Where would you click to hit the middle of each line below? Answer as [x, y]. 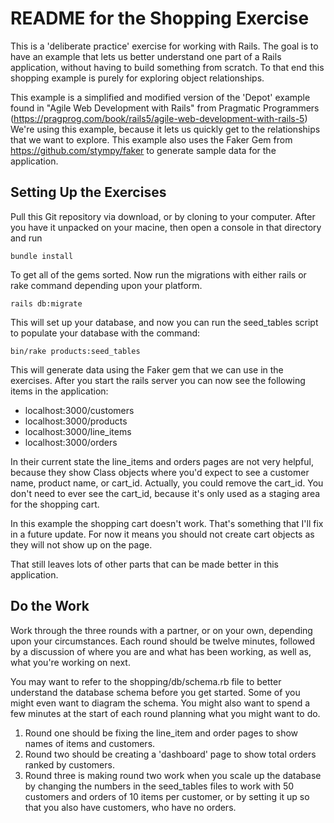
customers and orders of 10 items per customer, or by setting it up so [167, 796]
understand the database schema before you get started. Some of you [155, 692]
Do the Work [50, 606]
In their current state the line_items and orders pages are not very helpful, [162, 461]
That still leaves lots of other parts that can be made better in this [145, 564]
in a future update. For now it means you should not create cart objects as [162, 534]
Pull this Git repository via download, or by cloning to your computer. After [163, 216]
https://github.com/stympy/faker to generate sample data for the [143, 150]
